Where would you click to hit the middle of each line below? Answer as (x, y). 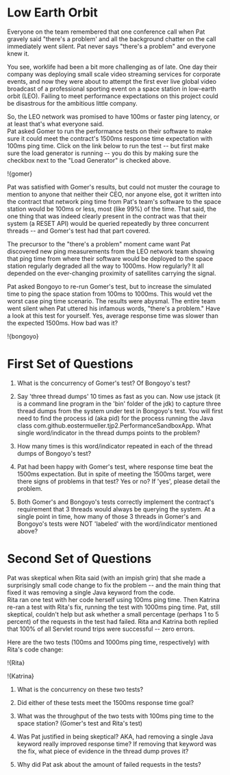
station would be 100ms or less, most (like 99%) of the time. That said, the (112, 209)
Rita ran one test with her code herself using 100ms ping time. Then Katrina (113, 599)
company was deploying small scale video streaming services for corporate (114, 74)
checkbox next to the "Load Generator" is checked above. (89, 160)
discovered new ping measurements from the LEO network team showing (111, 251)
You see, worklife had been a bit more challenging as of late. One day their (112, 67)
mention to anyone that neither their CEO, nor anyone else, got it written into (114, 194)
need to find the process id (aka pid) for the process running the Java (115, 418)
